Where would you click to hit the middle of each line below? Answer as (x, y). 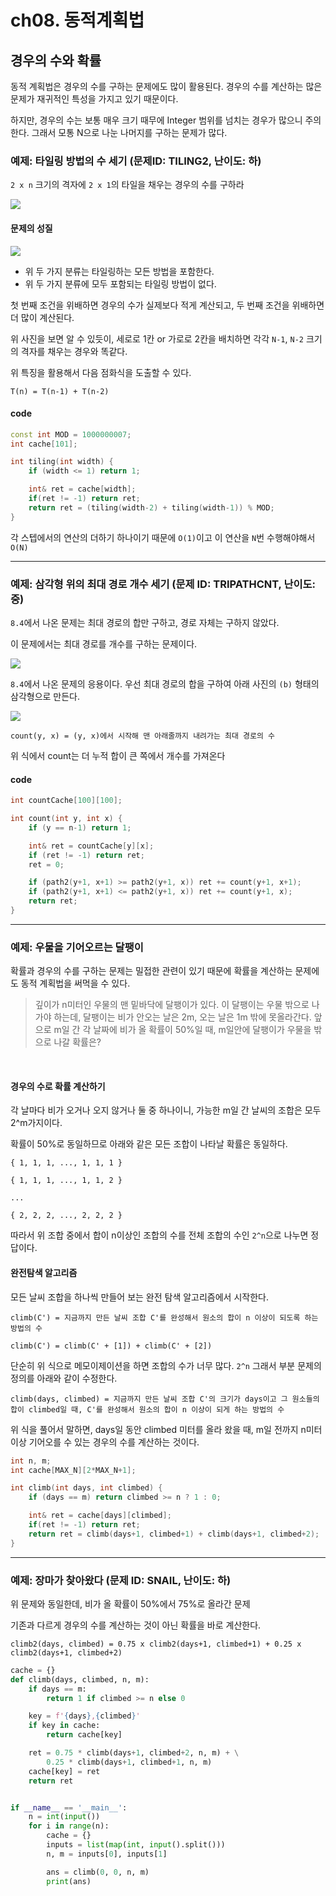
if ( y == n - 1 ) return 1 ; (80, 827)
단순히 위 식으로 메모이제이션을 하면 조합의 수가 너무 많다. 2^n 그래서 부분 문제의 (166, 1365)
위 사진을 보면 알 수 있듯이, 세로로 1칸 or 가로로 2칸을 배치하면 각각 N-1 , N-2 (157, 338)
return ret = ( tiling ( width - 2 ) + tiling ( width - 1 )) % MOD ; (151, 507)
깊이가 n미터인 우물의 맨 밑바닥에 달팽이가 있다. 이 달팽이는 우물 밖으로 (172, 1005)
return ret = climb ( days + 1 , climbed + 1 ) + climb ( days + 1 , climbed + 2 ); (174, 1534)
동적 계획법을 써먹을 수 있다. (75, 983)
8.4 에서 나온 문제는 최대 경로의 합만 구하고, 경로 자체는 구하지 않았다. (145, 622)
